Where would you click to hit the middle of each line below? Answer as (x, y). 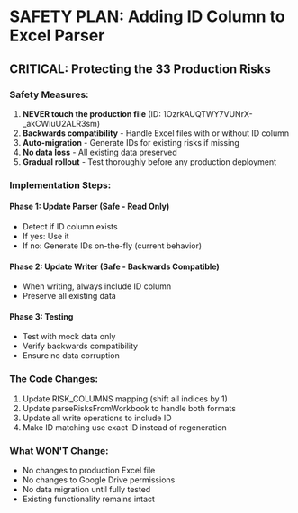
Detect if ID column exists (70, 226)
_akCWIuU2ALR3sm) (61, 123)
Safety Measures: (49, 94)
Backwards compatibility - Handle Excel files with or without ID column (156, 133)
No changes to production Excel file (89, 470)
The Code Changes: (54, 379)
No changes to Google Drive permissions (99, 480)
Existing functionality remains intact (89, 499)
